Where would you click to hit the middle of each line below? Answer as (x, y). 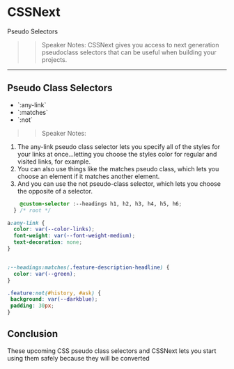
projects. (54, 59)
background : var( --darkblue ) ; (54, 299)
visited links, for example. (54, 162)
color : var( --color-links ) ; (54, 229)
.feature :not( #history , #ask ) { (54, 293)
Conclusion (33, 334)
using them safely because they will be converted (78, 358)
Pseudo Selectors (32, 31)
